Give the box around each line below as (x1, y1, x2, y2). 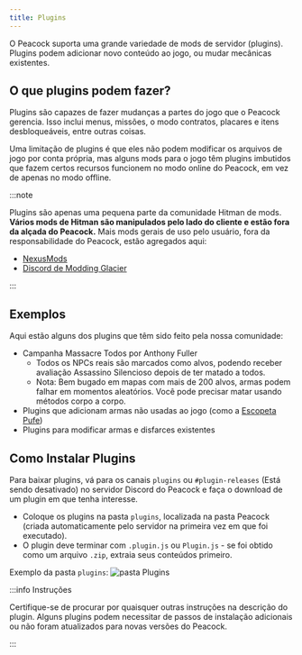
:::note (9, 190, 33, 201)
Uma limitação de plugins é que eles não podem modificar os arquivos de (9, 143, 283, 154)
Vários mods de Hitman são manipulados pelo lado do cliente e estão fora (9, 217, 290, 228)
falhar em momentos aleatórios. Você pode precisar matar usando (35, 387, 282, 397)
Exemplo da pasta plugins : (9, 567, 109, 578)
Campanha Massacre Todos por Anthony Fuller (22, 348, 198, 359)
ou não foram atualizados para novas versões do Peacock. (9, 621, 228, 632)
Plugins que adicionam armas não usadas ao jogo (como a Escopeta (22, 405, 277, 416)
